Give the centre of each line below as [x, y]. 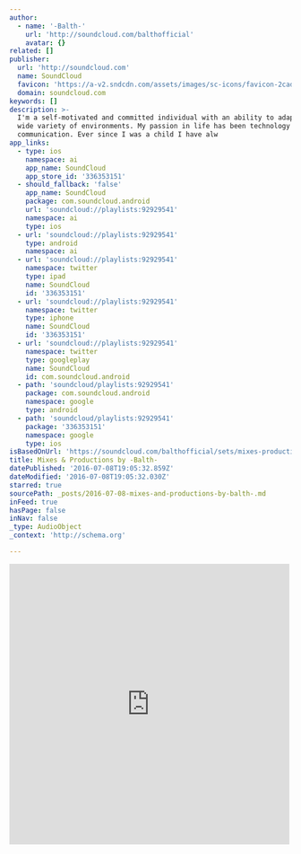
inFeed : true [34, 502]
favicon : [34, 84]
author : [24, 18]
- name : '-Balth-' [52, 26]
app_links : [30, 143]
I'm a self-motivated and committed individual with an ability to [146, 118]
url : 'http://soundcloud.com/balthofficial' [110, 34]
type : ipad [46, 277]
